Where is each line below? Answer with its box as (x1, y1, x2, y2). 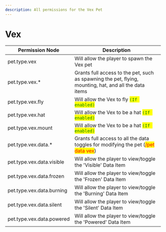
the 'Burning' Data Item (74, 190, 128, 197)
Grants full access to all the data (74, 135, 149, 142)
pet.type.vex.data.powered (7, 215, 70, 222)
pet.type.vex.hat (7, 111, 45, 118)
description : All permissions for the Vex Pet (5, 7, 103, 12)
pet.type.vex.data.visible (7, 158, 64, 165)
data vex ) (74, 147, 96, 154)
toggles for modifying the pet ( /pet (74, 141, 155, 148)
